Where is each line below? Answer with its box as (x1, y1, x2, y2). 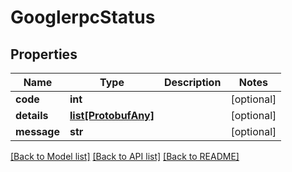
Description (163, 76, 222, 89)
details (15, 109, 49, 122)
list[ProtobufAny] (69, 109, 155, 122)
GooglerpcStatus (10, 6, 156, 29)
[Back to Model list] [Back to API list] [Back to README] (10, 151, 240, 162)
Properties (10, 46, 78, 63)
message (15, 125, 60, 138)
